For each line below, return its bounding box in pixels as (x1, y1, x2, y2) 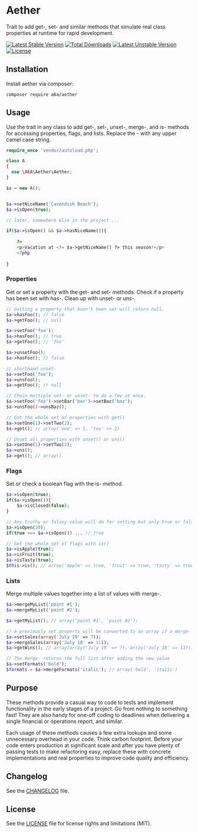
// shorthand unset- (6, 365, 57, 372)
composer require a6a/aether (6, 91, 78, 98)
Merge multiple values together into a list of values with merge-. (6, 590, 161, 597)
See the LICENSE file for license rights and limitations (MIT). (6, 820, 152, 827)
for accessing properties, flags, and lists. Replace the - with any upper (6, 130, 177, 137)
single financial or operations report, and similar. (6, 718, 124, 725)
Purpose (6, 683, 38, 693)
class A (6, 158, 25, 164)
